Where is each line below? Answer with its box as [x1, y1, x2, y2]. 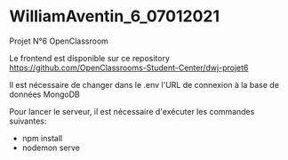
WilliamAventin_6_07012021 [9, 6, 220, 27]
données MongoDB [9, 89, 80, 100]
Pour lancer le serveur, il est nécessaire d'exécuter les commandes [9, 106, 255, 116]
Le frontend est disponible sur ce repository [9, 52, 171, 63]
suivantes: [9, 116, 47, 126]
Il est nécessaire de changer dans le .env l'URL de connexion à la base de [9, 79, 280, 90]
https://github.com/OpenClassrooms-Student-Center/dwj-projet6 [9, 62, 249, 73]
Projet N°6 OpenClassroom [9, 36, 109, 46]
